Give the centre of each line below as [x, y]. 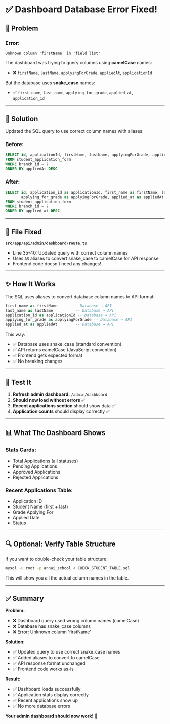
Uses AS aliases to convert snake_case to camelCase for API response [86, 258]
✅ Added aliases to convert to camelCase [56, 658]
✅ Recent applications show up [45, 700]
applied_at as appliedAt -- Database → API [60, 325]
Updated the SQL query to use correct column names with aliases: [75, 131]
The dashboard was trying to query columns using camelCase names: [79, 62]
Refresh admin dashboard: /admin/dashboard [60, 394]
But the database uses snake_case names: [50, 83]
